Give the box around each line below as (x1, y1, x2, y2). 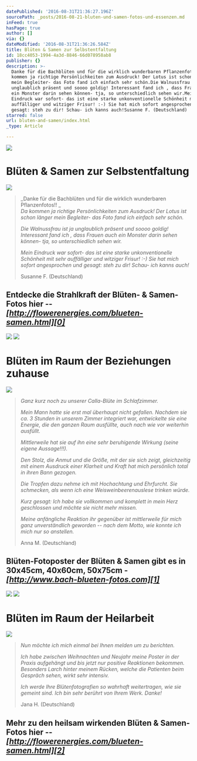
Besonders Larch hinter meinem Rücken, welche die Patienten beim (20, 666, 184, 673)
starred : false (6, 112, 43, 118)
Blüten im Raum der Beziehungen (6, 354, 171, 368)
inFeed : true (6, 19, 38, 25)
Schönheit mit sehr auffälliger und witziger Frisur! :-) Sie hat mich (20, 255, 179, 262)
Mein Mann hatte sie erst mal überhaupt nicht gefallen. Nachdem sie (20, 409, 188, 416)
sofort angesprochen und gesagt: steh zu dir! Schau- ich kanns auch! (20, 261, 189, 268)
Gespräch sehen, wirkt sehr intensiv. (20, 672, 110, 679)
